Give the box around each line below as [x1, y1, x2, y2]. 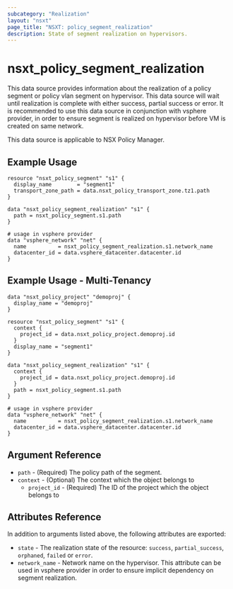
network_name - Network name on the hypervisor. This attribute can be [17, 559, 222, 567]
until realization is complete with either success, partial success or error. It [7, 99, 224, 108]
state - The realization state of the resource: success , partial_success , [17, 544, 225, 552]
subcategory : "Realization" [7, 10, 90, 18]
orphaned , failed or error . [17, 551, 93, 560]
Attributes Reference [7, 511, 102, 523]
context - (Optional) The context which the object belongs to [17, 476, 195, 484]
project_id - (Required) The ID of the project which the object [28, 483, 209, 491]
